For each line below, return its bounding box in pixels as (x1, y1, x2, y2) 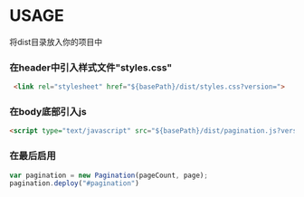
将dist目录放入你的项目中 (9, 36, 102, 47)
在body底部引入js (9, 106, 88, 118)
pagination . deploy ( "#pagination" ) (9, 179, 140, 188)
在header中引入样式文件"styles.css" (9, 61, 173, 73)
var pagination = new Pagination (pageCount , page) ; (9, 171, 208, 180)
